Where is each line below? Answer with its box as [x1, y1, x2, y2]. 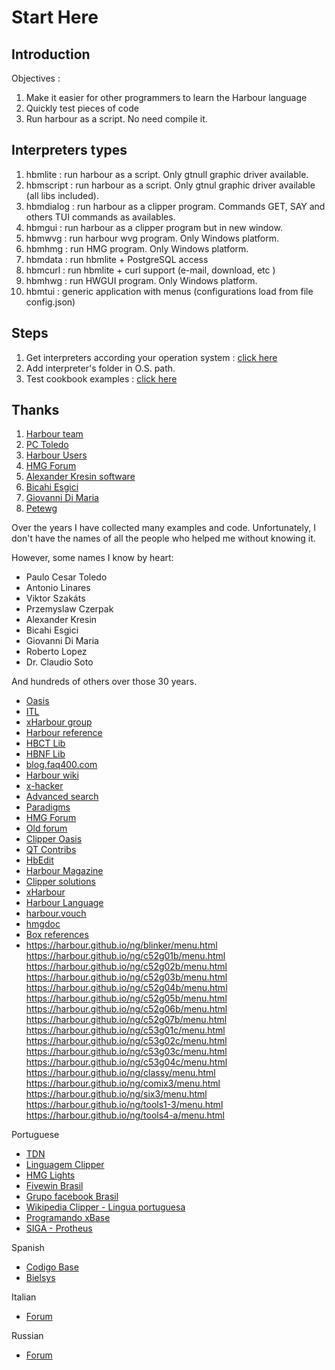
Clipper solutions [25, 876, 96, 888]
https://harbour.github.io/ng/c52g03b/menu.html [25, 971, 228, 983]
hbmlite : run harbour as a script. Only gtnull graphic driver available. [25, 168, 309, 180]
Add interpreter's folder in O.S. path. [25, 362, 176, 374]
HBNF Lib [25, 748, 66, 760]
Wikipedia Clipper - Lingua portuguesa [25, 1201, 186, 1213]
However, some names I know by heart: [11, 552, 174, 564]
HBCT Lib [25, 737, 66, 750]
